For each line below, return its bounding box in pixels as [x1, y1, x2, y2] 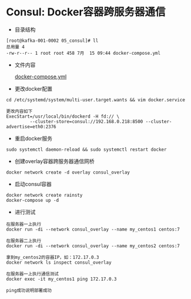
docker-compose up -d [6, 197, 59, 203]
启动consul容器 [14, 180, 52, 187]
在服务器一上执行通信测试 [6, 271, 59, 277]
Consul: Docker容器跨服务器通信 [6, 5, 166, 19]
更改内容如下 [6, 108, 33, 114]
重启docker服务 [14, 135, 53, 142]
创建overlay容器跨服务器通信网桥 [14, 157, 95, 165]
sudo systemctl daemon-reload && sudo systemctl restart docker [6, 147, 167, 152]
